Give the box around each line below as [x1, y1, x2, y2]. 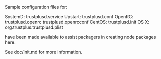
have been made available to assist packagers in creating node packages [5, 34, 156, 40]
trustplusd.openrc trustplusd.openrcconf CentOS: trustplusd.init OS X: [5, 19, 150, 25]
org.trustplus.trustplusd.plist [5, 24, 63, 30]
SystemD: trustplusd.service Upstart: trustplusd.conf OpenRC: [5, 14, 133, 19]
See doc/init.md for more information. [5, 49, 82, 55]
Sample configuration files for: [5, 4, 67, 10]
